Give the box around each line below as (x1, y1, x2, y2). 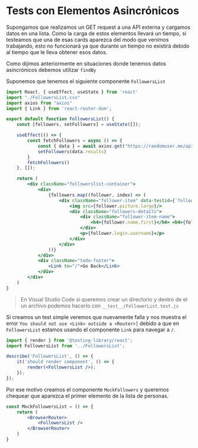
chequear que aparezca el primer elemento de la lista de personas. (6, 392, 169, 399)
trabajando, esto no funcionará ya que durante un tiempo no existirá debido (6, 42, 190, 49)
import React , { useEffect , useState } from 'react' (6, 89, 138, 95)
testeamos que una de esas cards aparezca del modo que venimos (6, 36, 169, 43)
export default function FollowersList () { (6, 116, 115, 122)
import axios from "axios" (6, 100, 72, 106)
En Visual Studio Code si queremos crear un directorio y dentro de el (20, 296, 187, 303)
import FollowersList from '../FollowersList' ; (6, 343, 126, 349)
